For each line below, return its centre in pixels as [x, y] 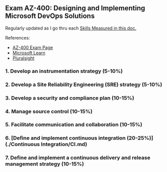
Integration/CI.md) [64, 144]
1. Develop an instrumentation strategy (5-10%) [64, 71]
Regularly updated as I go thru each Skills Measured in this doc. [71, 28]
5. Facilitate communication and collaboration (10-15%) [74, 124]
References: [17, 37]
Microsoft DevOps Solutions [50, 16]
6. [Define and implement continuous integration [65, 138]
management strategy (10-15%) [44, 164]
